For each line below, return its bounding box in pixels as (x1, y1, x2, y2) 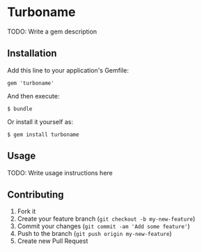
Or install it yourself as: (7, 117, 73, 126)
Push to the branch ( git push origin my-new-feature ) (17, 230, 172, 238)
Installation (7, 47, 57, 59)
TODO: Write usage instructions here (7, 168, 113, 177)
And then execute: (7, 91, 60, 100)
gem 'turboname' (7, 80, 54, 87)
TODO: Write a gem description (7, 27, 98, 36)
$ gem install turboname (7, 131, 79, 138)
